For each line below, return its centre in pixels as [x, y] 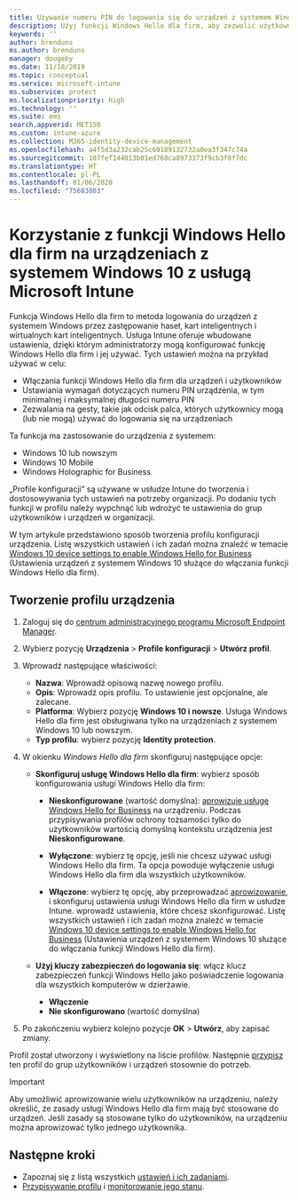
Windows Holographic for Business [86, 471]
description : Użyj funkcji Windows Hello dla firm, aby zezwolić [132, 26]
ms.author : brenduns [47, 51]
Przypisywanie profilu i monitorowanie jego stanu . [113, 1186]
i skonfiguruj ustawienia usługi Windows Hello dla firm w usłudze [167, 901]
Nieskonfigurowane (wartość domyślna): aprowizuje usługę [158, 800]
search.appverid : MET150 [55, 125]
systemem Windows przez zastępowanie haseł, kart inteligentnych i [133, 325]
